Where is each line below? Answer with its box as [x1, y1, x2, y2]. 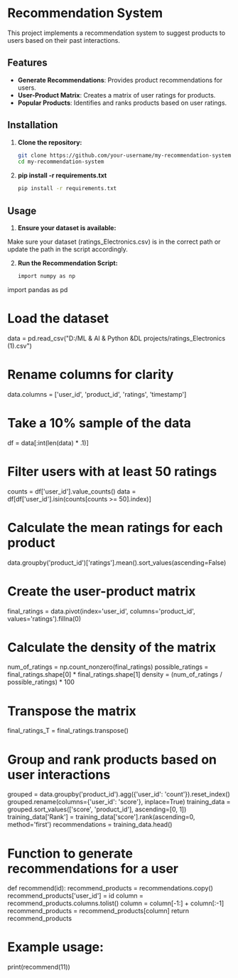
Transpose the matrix [7, 703, 136, 719]
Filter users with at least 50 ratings [7, 463, 217, 479]
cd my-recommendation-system [17, 158, 104, 165]
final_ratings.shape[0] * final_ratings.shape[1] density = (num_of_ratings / [7, 670, 222, 679]
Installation [7, 119, 58, 131]
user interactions [7, 766, 111, 783]
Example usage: [7, 939, 104, 955]
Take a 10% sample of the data [7, 415, 192, 431]
